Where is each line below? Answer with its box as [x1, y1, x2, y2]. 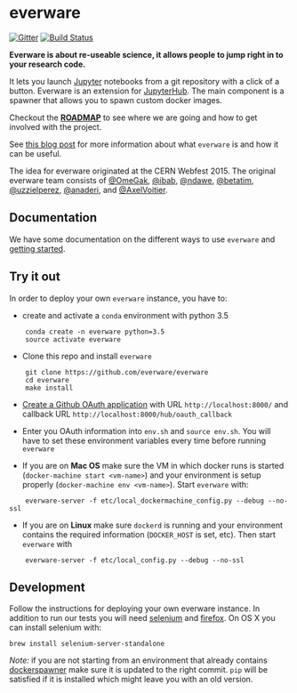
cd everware [25, 375, 69, 384]
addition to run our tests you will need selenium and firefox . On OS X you [9, 613, 276, 624]
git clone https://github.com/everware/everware [25, 367, 209, 376]
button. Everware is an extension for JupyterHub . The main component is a [9, 85, 285, 96]
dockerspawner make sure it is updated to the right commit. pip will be [9, 665, 269, 675]
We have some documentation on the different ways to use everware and [9, 234, 276, 245]
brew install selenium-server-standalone [9, 640, 165, 649]
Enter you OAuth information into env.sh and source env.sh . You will [21, 425, 271, 436]
